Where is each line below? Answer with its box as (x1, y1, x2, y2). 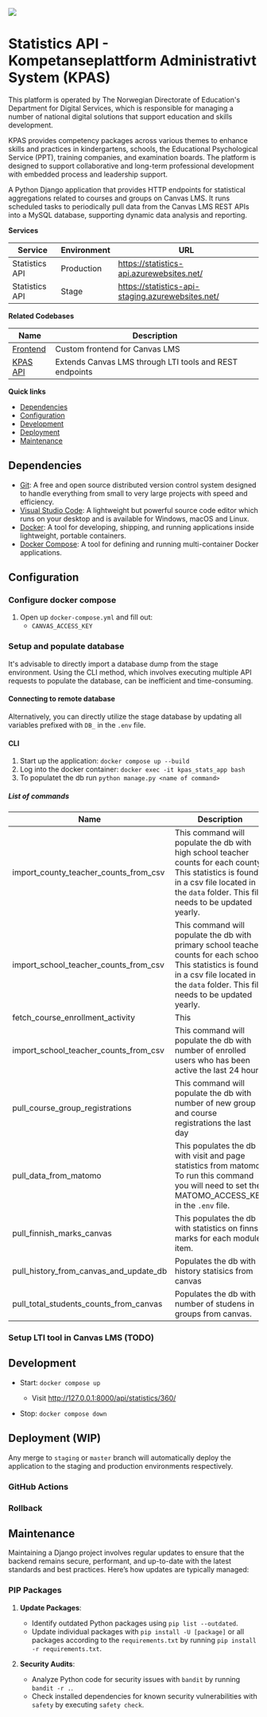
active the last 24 (174, 1065, 240, 1076)
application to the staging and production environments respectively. (8, 1461, 234, 1470)
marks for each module (174, 1233, 261, 1244)
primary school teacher (174, 939, 262, 950)
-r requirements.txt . (31, 1643, 102, 1653)
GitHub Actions (8, 1481, 69, 1492)
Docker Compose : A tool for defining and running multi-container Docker (19, 539, 259, 549)
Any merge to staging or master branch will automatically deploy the (8, 1452, 232, 1463)
